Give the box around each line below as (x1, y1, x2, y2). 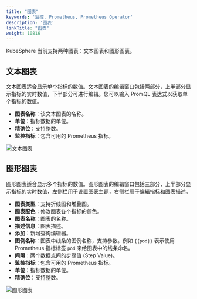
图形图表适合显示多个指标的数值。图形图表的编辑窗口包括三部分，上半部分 (6, 180, 186, 187)
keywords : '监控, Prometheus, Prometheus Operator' (6, 14, 133, 20)
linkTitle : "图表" (6, 25, 49, 31)
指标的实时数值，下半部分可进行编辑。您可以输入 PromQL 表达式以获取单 (11, 90, 188, 97)
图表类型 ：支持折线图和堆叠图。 (14, 200, 92, 207)
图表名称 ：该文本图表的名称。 (14, 110, 87, 117)
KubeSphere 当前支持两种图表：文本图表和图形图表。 (6, 48, 135, 55)
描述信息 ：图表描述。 (14, 222, 66, 230)
